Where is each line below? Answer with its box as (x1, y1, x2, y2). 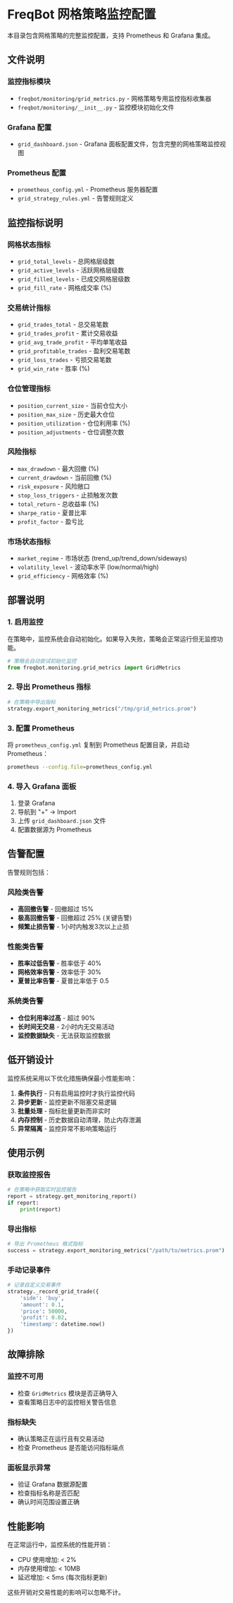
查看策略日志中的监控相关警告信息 (17, 1398, 117, 1406)
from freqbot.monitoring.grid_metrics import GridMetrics (7, 664, 181, 671)
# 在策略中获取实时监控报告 (7, 1187, 77, 1194)
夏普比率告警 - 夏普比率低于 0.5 (17, 977, 109, 985)
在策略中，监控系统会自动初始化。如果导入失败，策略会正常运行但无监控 (7, 635, 217, 643)
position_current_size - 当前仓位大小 (17, 401, 128, 409)
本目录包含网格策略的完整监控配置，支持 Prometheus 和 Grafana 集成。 (7, 31, 215, 40)
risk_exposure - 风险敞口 (17, 481, 90, 491)
